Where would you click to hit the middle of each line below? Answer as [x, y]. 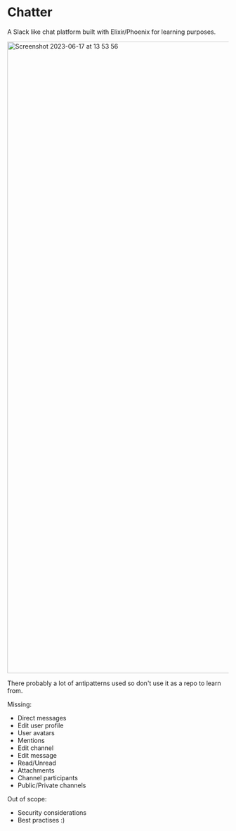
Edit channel [35, 748]
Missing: [20, 704]
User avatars [36, 732]
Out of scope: [27, 799]
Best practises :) [41, 820]
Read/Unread [37, 763]
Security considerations [52, 812]
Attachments [36, 770]
